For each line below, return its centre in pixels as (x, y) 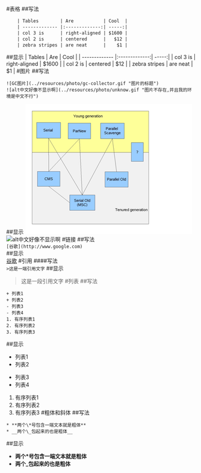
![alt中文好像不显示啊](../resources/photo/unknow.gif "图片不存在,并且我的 (97, 90)
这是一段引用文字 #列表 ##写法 (59, 281)
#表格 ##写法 (23, 9)
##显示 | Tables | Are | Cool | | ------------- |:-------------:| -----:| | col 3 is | (101, 57)
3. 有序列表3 (21, 332)
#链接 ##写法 (78, 239)
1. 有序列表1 (21, 319)
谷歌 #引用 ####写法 (32, 261)
